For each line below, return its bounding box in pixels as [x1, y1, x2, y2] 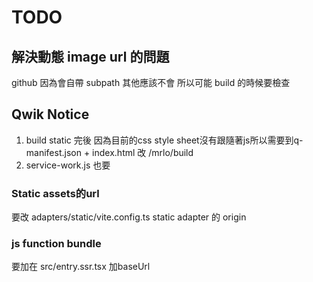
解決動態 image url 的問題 [11, 48, 170, 65]
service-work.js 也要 [25, 159, 111, 171]
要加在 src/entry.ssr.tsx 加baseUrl [11, 261, 151, 273]
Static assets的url [11, 186, 100, 200]
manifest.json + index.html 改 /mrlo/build [25, 146, 194, 158]
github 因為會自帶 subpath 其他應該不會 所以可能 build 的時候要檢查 [11, 77, 291, 88]
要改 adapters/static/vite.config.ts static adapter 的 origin [11, 211, 247, 223]
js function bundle [11, 237, 102, 251]
